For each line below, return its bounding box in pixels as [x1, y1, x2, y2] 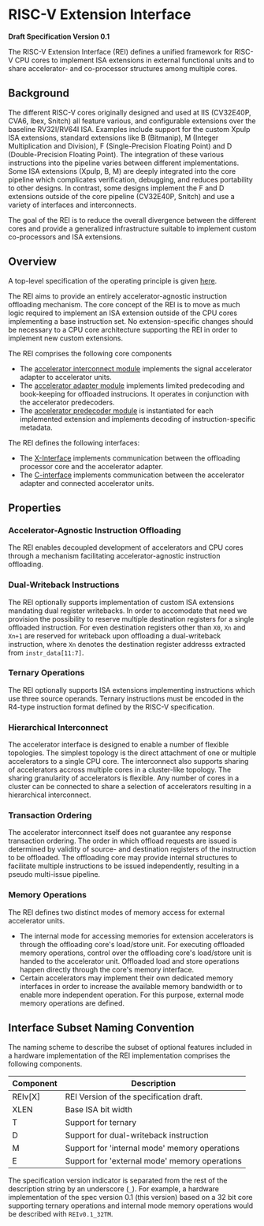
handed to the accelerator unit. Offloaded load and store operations [19, 956, 240, 965]
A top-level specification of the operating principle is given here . [8, 276, 218, 285]
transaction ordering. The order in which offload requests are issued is [8, 836, 238, 846]
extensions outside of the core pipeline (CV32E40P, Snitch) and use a [8, 191, 235, 201]
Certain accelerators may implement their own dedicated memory [19, 973, 234, 983]
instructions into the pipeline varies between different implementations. [8, 158, 240, 167]
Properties [8, 501, 61, 514]
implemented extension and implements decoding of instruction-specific [19, 414, 256, 423]
